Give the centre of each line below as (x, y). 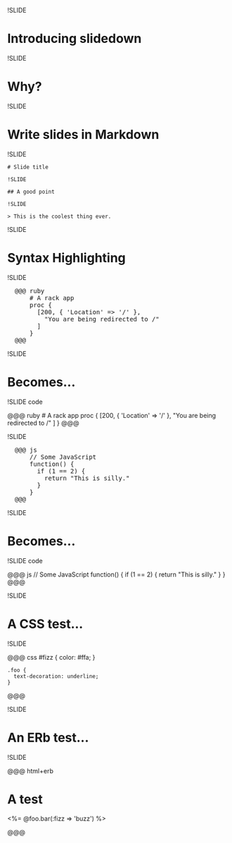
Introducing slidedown (75, 39)
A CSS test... (45, 624)
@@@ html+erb (31, 770)
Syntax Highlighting (67, 258)
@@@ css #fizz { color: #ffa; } (51, 657)
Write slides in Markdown (83, 135)
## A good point (31, 192)
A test (25, 799)
